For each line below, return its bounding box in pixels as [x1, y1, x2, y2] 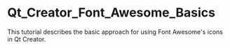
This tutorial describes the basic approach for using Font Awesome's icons [7, 28, 223, 36]
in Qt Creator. [7, 35, 46, 43]
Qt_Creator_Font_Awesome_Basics [7, 5, 216, 21]
